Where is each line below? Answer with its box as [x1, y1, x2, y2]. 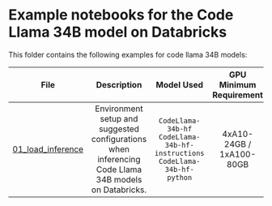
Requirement [212, 89, 263, 101]
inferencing [96, 153, 141, 165]
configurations [91, 133, 147, 144]
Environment [95, 103, 143, 114]
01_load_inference [12, 144, 83, 155]
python [167, 173, 193, 182]
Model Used [155, 79, 204, 90]
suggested [98, 123, 140, 135]
